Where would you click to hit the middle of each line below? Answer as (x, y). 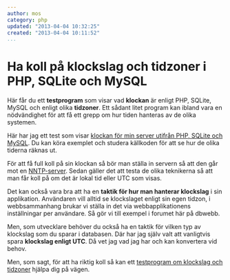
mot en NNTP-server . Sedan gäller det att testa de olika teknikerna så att (110, 171)
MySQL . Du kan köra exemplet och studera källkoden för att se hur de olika (113, 143)
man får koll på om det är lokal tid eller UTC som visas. (84, 178)
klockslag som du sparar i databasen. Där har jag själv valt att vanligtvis (109, 234)
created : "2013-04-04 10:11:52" (53, 33)
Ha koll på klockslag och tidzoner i (107, 67)
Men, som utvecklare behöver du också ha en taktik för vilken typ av (104, 227)
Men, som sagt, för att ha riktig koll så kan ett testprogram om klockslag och (115, 262)
